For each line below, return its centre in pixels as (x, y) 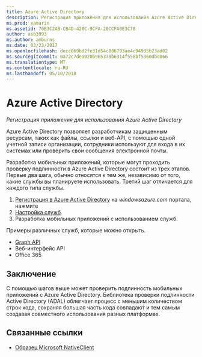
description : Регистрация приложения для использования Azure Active (95, 17)
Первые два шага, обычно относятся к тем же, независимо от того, (93, 175)
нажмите (26, 206)
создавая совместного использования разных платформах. (83, 314)
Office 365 (28, 255)
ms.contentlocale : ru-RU (37, 68)
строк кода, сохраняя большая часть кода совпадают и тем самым (93, 307)
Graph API (28, 242)
